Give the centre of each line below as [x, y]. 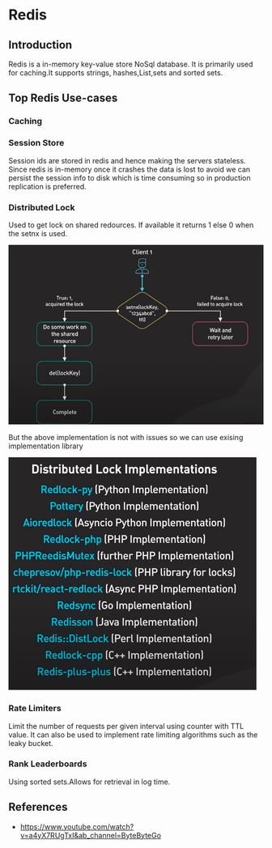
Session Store [36, 143]
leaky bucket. [31, 743]
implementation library [46, 446]
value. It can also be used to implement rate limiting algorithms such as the [133, 735]
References [38, 807]
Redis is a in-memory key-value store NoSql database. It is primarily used [131, 64]
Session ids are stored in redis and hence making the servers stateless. [127, 160]
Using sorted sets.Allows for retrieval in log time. [89, 782]
